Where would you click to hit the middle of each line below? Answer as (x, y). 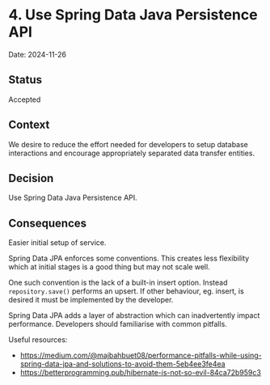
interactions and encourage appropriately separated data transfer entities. (132, 153)
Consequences (48, 223)
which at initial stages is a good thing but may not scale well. (109, 267)
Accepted (25, 99)
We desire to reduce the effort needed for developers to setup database (128, 144)
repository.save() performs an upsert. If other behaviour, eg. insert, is (126, 291)
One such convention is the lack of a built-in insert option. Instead (118, 283)
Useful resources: (38, 340)
